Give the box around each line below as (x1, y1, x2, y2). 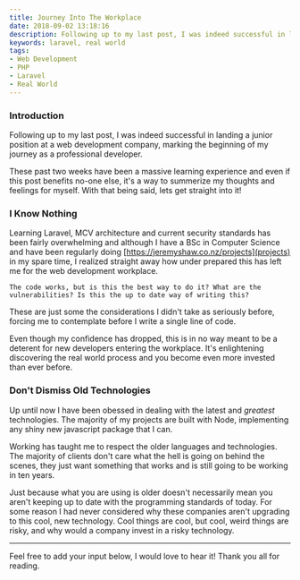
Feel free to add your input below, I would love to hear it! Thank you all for (9, 550, 280, 561)
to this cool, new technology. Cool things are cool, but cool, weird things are (9, 516, 289, 526)
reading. (9, 560, 40, 571)
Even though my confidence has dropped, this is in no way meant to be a (9, 333, 279, 345)
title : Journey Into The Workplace (9, 13, 142, 22)
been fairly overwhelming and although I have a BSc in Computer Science (9, 237, 280, 248)
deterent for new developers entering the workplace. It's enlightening (9, 343, 265, 354)
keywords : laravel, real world (9, 38, 126, 47)
